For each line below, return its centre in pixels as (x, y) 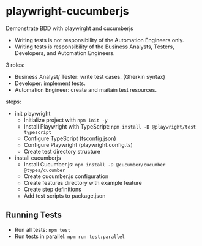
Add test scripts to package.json (65, 196)
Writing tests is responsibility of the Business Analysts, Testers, (95, 47)
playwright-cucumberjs (67, 11)
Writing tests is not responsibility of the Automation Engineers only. (99, 40)
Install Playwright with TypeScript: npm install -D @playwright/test (110, 126)
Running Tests (34, 215)
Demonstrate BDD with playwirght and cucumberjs (70, 28)
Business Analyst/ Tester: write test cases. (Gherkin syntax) (90, 76)
